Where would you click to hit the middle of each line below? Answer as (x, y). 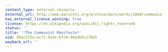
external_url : (20, 14)
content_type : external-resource (40, 10)
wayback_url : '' (22, 42)
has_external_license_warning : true (43, 19)
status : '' (16, 28)
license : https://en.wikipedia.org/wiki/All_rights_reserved (70, 24)
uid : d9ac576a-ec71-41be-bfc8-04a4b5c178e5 (51, 38)
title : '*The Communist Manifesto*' (43, 33)
